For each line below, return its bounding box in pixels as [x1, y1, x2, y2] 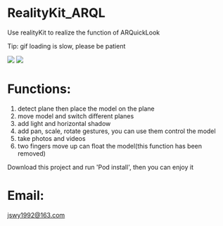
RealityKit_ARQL [7, 5, 106, 21]
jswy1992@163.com [7, 211, 65, 219]
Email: [7, 188, 44, 203]
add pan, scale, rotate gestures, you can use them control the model [17, 127, 216, 135]
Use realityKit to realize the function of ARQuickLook [7, 28, 160, 37]
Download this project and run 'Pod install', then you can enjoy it [7, 163, 194, 171]
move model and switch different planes [17, 111, 134, 120]
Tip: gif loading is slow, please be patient [7, 42, 126, 50]
